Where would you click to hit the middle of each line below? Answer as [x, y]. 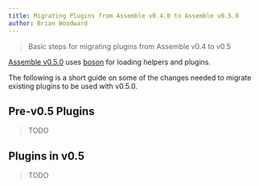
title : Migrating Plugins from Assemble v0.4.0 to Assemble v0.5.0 [124, 16]
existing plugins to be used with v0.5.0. [73, 86]
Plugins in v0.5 [46, 156]
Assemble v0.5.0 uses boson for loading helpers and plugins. [110, 62]
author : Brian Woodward [48, 23]
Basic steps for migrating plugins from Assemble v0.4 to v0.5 [129, 46]
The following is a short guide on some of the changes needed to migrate [130, 77]
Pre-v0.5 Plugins [51, 111]
